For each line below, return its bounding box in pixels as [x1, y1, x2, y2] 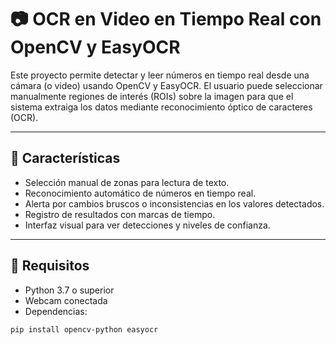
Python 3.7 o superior [24, 284, 115, 296]
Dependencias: [24, 305, 88, 317]
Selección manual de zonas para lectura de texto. [24, 176, 230, 188]
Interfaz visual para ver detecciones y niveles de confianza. [24, 219, 271, 231]
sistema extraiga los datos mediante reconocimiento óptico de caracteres [10, 101, 313, 113]
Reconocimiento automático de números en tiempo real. [24, 187, 257, 199]
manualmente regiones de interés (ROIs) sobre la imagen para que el [10, 90, 294, 102]
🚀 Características [10, 150, 121, 167]
